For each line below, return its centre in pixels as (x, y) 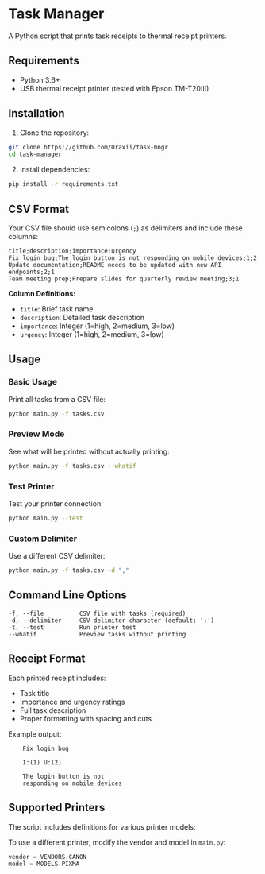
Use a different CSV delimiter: (57, 556)
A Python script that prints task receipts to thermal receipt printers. (118, 36)
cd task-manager (35, 155)
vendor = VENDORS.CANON (48, 857)
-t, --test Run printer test (72, 627)
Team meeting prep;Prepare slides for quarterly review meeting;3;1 (124, 279)
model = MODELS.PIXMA (44, 864)
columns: (23, 236)
